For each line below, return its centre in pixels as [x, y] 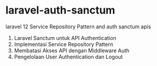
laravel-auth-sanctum [60, 10]
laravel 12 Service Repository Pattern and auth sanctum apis [78, 27]
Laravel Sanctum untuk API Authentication [65, 38]
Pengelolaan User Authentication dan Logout [68, 57]
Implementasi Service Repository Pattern [64, 44]
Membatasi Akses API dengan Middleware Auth [72, 50]
